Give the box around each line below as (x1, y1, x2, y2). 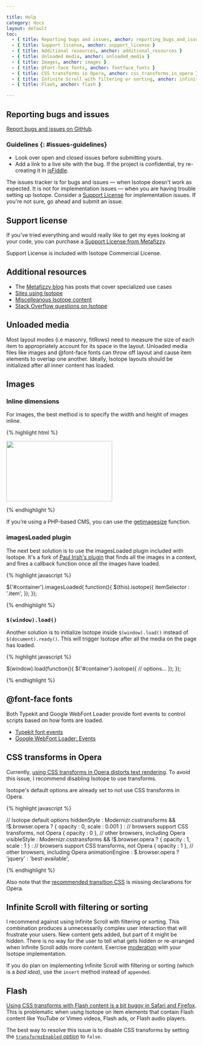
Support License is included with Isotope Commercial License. (6, 250, 162, 257)
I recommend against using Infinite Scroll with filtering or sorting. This (6, 918, 180, 925)
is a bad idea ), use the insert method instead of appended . (6, 968, 151, 976)
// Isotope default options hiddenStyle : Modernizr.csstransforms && (6, 816, 176, 824)
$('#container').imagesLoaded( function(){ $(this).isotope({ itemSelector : (6, 583, 190, 590)
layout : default (6, 25, 47, 31)
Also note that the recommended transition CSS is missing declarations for (6, 878, 192, 885)
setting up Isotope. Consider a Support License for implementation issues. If (6, 192, 196, 199)
